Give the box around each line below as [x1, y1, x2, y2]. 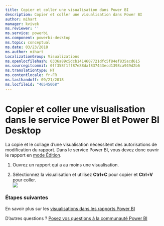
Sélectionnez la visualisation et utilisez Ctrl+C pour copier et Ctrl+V [12, 171, 153, 177]
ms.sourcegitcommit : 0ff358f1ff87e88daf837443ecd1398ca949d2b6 [5, 63, 140, 68]
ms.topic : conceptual [5, 40, 51, 45]
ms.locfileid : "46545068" [5, 82, 59, 87]
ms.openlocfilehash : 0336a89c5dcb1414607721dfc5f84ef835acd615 [5, 59, 140, 64]
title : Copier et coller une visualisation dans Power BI [5, 7, 129, 13]
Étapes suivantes [5, 194, 49, 201]
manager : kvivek [5, 21, 39, 27]
